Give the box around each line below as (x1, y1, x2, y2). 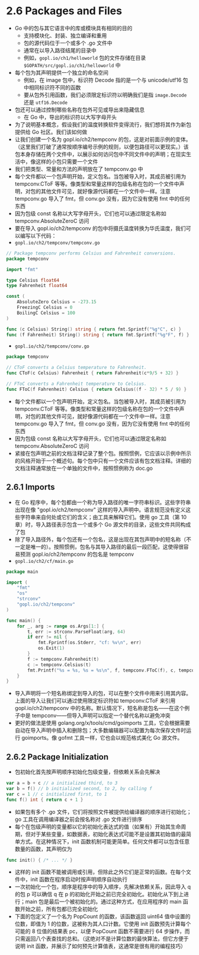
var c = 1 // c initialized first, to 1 (6, 791, 108, 797)
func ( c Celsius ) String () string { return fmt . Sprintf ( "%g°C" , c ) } (6, 326, 182, 332)
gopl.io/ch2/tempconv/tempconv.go (14, 240, 100, 246)
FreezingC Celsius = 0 (17, 304, 73, 311)
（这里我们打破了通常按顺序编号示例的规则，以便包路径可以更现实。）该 (14, 143, 189, 150)
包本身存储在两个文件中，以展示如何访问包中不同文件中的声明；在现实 (14, 150, 187, 158)
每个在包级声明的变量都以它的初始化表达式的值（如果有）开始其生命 (14, 823, 181, 830)
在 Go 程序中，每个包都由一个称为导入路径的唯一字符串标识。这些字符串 (14, 498, 191, 505)
